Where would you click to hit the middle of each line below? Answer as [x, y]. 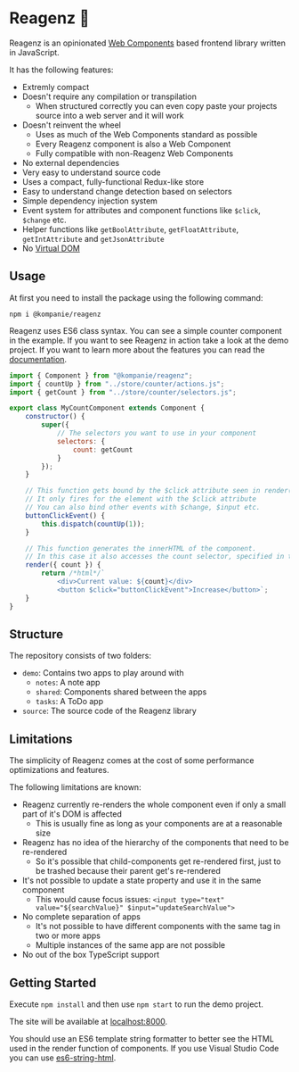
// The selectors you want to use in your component [156, 433]
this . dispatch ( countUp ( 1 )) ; [93, 524]
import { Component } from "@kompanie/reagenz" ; [101, 375]
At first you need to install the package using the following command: [136, 297]
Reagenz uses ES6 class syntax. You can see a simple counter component [145, 330]
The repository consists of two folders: [80, 656]
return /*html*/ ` [73, 573]
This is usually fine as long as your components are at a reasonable [159, 824]
